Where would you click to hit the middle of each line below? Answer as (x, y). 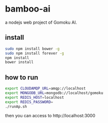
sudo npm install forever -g (35, 53)
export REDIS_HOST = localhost (35, 97)
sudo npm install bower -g (32, 49)
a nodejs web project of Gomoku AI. (41, 22)
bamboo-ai (28, 9)
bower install (19, 62)
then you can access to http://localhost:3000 (50, 116)
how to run (22, 77)
